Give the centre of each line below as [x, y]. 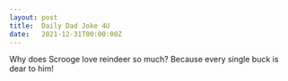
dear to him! [31, 69]
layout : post [34, 17]
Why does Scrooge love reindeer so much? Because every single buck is [144, 60]
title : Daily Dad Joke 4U [60, 26]
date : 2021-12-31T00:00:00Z [66, 34]
